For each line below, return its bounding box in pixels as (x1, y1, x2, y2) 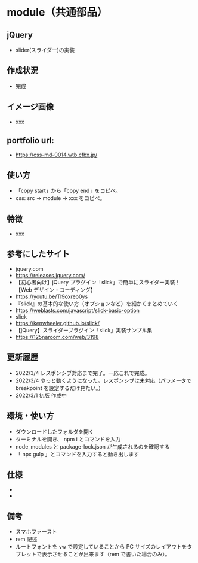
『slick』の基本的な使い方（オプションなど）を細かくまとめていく (15, 300, 178, 307)
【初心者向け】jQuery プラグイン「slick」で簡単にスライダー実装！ (15, 279, 181, 286)
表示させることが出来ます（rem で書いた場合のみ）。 (41, 550, 171, 558)
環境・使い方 (7, 411, 54, 421)
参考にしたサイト (7, 249, 70, 259)
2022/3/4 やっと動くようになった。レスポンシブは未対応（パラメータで (15, 377, 192, 384)
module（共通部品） (7, 5, 108, 19)
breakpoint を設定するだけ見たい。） (15, 384, 104, 391)
